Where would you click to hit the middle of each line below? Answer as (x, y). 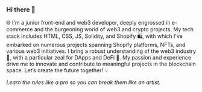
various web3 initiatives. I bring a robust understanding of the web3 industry (101, 51)
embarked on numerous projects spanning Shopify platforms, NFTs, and (96, 45)
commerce (20, 29)
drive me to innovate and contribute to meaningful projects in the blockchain (101, 64)
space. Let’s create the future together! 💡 (57, 70)
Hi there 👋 (21, 10)
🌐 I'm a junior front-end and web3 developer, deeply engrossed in (88, 23)
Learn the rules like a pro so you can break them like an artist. (84, 82)
